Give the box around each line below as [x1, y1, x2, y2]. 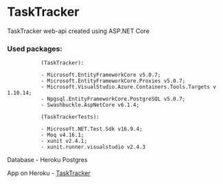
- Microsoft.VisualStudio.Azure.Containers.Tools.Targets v [40, 84, 216, 91]
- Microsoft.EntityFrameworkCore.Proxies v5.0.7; [40, 78, 186, 84]
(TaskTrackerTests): [40, 114, 99, 121]
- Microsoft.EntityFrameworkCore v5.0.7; [40, 71, 161, 79]
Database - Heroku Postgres [7, 156, 88, 164]
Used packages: [7, 44, 63, 54]
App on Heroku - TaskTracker [7, 169, 91, 177]
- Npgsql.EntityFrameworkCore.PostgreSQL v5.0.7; [40, 95, 186, 103]
